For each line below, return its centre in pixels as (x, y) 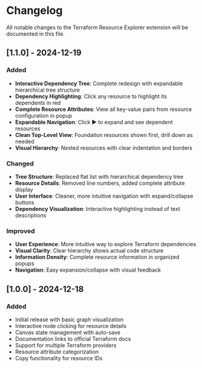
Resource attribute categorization (57, 352)
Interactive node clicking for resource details (71, 326)
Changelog (34, 11)
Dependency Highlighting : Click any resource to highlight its (91, 96)
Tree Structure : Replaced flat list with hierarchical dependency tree (99, 176)
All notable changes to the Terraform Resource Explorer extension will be (97, 27)
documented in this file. (36, 33)
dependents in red (38, 102)
